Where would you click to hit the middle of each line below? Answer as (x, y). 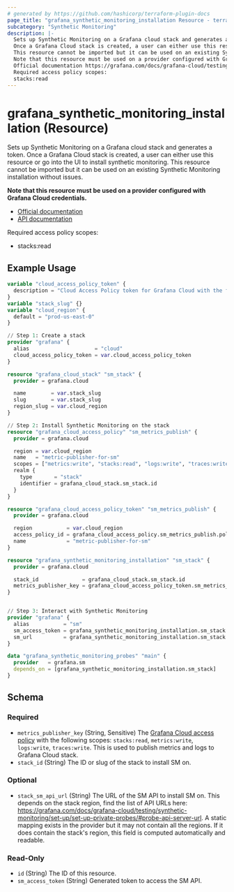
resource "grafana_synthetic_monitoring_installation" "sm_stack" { (109, 560)
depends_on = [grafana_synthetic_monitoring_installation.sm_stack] (115, 669)
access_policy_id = (42, 535)
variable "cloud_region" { (46, 310)
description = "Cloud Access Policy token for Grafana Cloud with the (118, 291)
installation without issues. (45, 177)
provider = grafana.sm (49, 663)
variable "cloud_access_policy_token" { (67, 284)
